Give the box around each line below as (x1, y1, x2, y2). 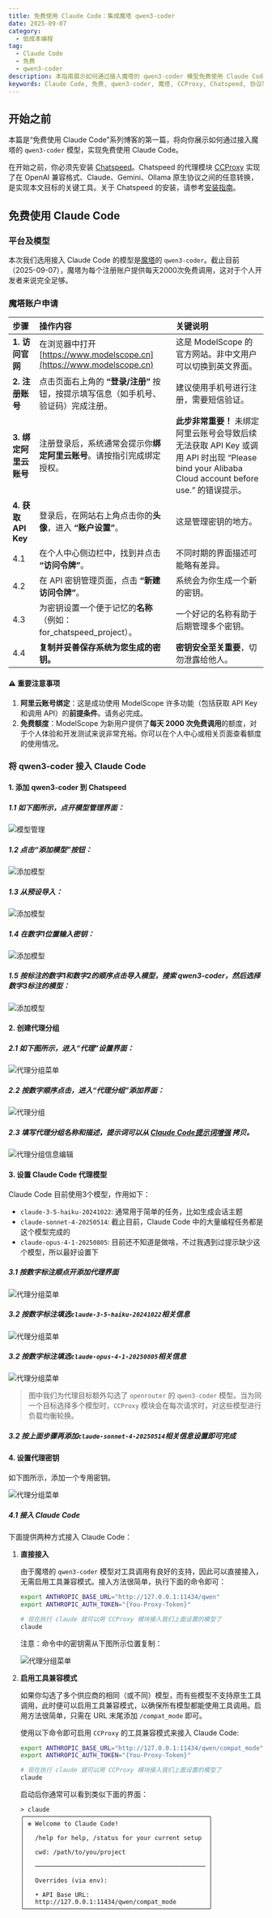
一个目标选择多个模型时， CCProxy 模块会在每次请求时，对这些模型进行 (28, 1401, 261, 1410)
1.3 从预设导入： (8, 887, 63, 896)
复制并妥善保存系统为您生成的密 (39, 642, 161, 654)
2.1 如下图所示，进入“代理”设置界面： (8, 1043, 134, 1053)
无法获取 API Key (175, 440, 240, 451)
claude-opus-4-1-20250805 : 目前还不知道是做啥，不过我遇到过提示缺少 (19, 1237, 253, 1246)
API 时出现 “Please (185, 452, 257, 464)
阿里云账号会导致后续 (175, 428, 257, 439)
